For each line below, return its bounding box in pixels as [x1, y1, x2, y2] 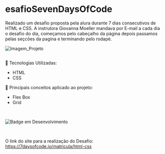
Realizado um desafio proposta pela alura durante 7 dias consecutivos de [5, 20, 156, 26]
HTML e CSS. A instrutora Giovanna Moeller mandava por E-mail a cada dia [5, 25, 161, 31]
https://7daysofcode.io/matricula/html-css [5, 144, 92, 150]
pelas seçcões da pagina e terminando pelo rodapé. [5, 36, 112, 42]
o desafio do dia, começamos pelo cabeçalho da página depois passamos [5, 30, 158, 36]
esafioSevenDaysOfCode [5, 3, 113, 15]
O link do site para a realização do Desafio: [5, 138, 94, 144]
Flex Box [12, 94, 30, 100]
